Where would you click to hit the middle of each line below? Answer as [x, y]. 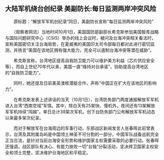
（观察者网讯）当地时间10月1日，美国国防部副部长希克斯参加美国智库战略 [86, 32]
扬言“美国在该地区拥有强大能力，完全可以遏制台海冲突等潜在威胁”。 [86, 50]
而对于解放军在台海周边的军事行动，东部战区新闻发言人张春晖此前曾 [82, 128]
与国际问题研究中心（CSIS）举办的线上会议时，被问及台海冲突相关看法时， [81, 38]
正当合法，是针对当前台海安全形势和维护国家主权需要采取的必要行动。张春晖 [82, 140]
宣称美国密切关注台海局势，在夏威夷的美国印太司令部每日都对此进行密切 [78, 44]
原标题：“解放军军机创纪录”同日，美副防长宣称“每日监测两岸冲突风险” [83, 21]
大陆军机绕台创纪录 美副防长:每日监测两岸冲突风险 [81, 9]
